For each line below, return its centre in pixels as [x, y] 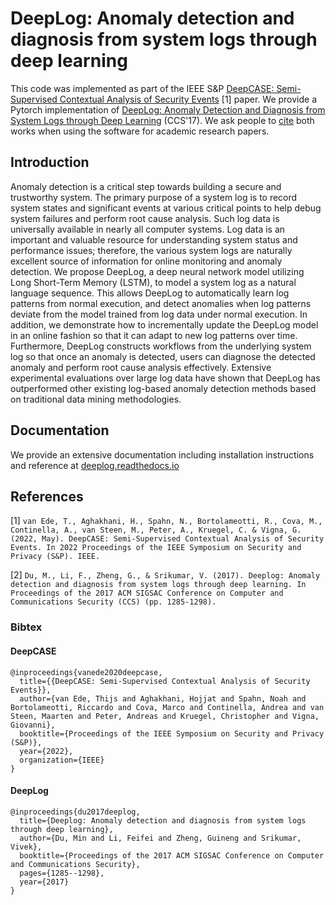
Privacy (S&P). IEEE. [55, 557]
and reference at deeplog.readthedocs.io [95, 465]
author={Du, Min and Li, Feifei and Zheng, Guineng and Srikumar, [160, 838]
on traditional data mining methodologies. [96, 399]
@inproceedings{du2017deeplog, [75, 812]
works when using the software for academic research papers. [140, 131]
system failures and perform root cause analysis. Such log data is [145, 218]
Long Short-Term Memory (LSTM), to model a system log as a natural [153, 282]
